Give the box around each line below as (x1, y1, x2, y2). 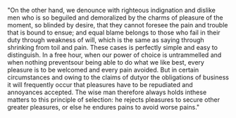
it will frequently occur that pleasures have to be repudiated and (7, 81, 194, 88)
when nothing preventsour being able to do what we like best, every (7, 58, 204, 66)
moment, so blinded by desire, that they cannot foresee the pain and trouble (7, 21, 228, 29)
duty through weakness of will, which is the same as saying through (7, 36, 204, 44)
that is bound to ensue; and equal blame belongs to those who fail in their (7, 28, 221, 37)
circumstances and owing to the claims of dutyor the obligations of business (7, 73, 229, 81)
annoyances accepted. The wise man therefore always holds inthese (7, 88, 207, 96)
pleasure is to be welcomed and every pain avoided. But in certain (7, 66, 199, 74)
